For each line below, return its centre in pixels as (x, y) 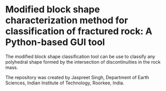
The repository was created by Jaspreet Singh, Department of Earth (77, 77)
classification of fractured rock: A (79, 31)
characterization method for (67, 20)
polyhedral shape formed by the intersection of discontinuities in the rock (83, 62)
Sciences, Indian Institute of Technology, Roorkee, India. (65, 83)
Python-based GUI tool (55, 42)
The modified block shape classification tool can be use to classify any (80, 56)
